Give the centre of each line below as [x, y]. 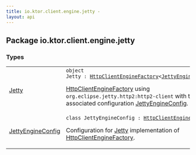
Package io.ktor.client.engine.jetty [71, 40]
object [75, 71]
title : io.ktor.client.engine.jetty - [53, 11]
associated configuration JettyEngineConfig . [127, 104]
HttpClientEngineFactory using [108, 89]
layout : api [20, 17]
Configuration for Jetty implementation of [123, 131]
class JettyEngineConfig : [104, 118]
